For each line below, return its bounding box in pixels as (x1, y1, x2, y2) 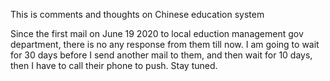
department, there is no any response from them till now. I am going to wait (10, 39, 320, 50)
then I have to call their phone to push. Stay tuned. (10, 60, 218, 71)
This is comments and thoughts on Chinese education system (10, 9, 265, 20)
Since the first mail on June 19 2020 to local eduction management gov (10, 28, 304, 39)
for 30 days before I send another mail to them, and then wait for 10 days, (10, 49, 313, 61)
